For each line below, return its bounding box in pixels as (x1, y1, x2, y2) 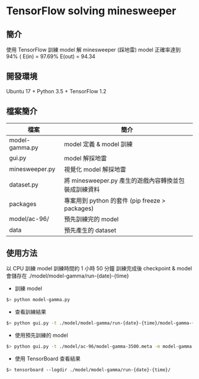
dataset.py (9, 180, 38, 188)
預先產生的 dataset (64, 226, 117, 234)
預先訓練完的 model (64, 215, 119, 223)
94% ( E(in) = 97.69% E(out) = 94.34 (6, 53, 96, 60)
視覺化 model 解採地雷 (64, 165, 126, 173)
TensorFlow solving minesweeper (6, 4, 176, 18)
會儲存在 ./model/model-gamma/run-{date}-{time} (6, 272, 129, 280)
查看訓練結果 (14, 308, 46, 315)
